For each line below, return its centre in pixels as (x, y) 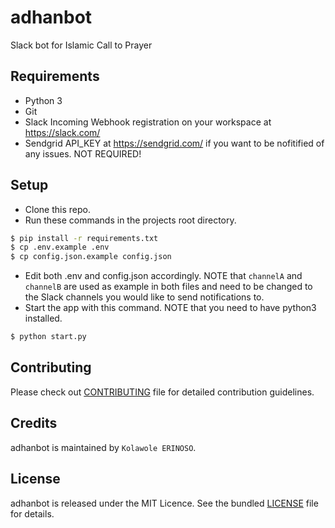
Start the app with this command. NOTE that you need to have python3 (170, 308)
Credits (34, 423)
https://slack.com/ (62, 132)
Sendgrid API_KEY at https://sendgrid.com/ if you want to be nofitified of (174, 143)
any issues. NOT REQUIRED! (83, 153)
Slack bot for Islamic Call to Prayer (81, 45)
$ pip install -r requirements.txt (84, 238)
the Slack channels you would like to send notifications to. (144, 297)
